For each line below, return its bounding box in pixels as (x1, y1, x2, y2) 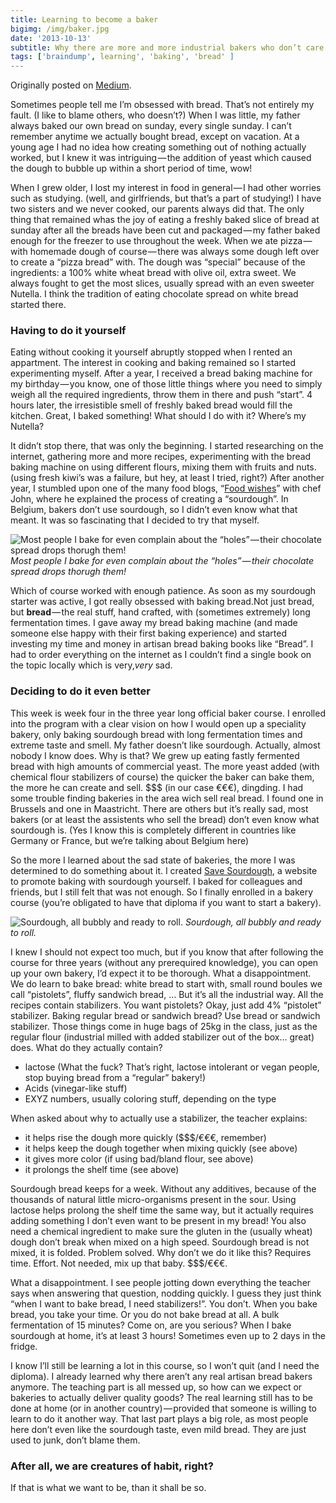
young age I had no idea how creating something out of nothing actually (10, 141, 307, 153)
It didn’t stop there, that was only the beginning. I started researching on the (10, 440, 324, 452)
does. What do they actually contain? (10, 1041, 163, 1053)
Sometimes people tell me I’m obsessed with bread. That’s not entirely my (10, 99, 315, 111)
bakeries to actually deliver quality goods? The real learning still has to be (10, 1391, 313, 1403)
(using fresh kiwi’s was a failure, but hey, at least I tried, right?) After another (10, 472, 325, 484)
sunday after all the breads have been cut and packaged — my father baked (10, 224, 321, 236)
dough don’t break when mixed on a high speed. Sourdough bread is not (10, 1236, 310, 1248)
